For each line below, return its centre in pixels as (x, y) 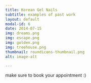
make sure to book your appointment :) (46, 75)
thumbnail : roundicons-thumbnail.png (45, 52)
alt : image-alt (21, 57)
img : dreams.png (22, 33)
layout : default (22, 19)
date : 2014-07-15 (24, 29)
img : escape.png (22, 38)
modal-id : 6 (18, 24)
